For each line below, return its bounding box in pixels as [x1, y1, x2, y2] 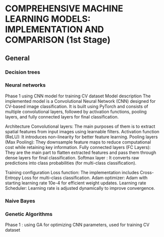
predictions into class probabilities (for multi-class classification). [5, 160, 137, 166]
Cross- [140, 169, 154, 175]
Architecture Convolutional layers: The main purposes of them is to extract [5, 123, 156, 129]
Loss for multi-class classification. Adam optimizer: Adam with [22, 175, 148, 180]
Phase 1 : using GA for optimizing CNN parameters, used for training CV [5, 222, 150, 228]
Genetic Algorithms [5, 210, 53, 217]
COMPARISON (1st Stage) [5, 34, 111, 46]
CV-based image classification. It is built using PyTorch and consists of [5, 103, 148, 109]
